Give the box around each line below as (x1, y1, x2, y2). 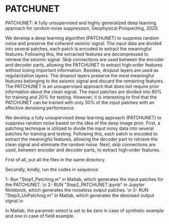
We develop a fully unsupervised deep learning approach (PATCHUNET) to (5, 114, 161, 120)
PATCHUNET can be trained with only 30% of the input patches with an (5, 99, 155, 105)
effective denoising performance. (5, 105, 75, 111)
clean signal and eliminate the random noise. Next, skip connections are (5, 141, 156, 147)
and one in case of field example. (5, 213, 75, 219)
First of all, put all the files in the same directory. (5, 156, 106, 162)
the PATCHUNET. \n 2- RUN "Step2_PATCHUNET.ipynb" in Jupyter (5, 182, 145, 188)
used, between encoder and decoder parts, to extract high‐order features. (5, 147, 161, 153)
